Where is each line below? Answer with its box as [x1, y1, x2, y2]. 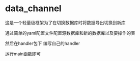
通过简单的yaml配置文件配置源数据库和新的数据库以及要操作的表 [5, 30, 136, 36]
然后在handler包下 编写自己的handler [5, 40, 80, 46]
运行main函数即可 [5, 51, 41, 57]
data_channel [5, 3, 62, 14]
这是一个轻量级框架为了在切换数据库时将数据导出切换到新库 [5, 20, 126, 25]
